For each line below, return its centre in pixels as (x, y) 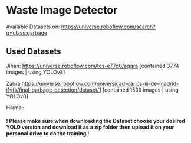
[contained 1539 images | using (140, 90)
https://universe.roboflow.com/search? (108, 27)
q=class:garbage (27, 32)
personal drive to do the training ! (48, 134)
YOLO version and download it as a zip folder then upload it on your (90, 127)
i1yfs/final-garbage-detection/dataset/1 (54, 90)
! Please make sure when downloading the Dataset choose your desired (96, 121)
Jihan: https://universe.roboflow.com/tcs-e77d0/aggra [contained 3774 (93, 66)
